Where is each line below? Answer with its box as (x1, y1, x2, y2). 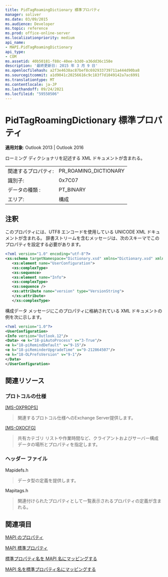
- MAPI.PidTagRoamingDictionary (5, 45, 72, 50)
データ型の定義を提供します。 (17, 477, 79, 483)
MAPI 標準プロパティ (5, 545, 48, 551)
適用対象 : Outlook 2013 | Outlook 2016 (5, 145, 84, 151)
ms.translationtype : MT (5, 77, 55, 82)
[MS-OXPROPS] (5, 404, 38, 410)
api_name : (5, 40, 26, 45)
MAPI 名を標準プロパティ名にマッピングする (5, 566, 96, 572)
